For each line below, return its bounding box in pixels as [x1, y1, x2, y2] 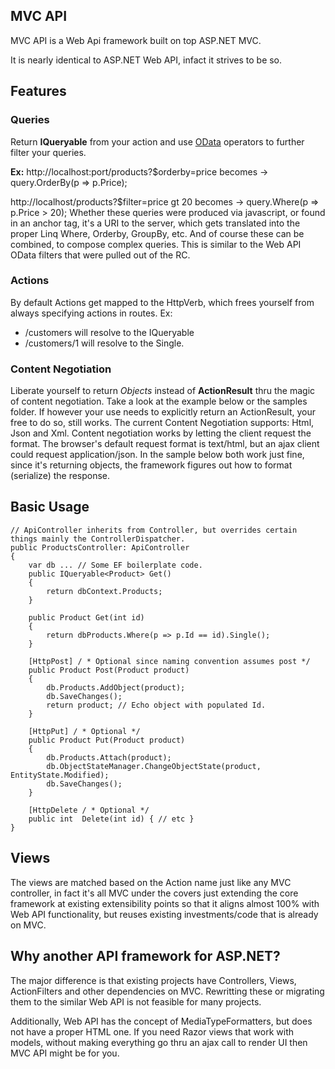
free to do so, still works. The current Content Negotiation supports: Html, [10, 417, 315, 429]
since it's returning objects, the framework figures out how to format [10, 459, 293, 471]
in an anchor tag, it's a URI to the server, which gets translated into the [10, 217, 301, 229]
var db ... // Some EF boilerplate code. [28, 560, 203, 570]
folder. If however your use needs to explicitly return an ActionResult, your [10, 406, 317, 418]
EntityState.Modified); [10, 770, 110, 780]
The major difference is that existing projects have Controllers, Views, [10, 974, 297, 986]
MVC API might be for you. [10, 1047, 120, 1059]
